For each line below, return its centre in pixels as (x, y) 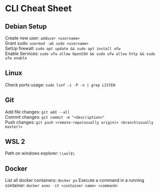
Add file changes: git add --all (37, 112)
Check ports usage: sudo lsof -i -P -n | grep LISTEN (60, 85)
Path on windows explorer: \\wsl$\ (40, 153)
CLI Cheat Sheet (38, 9)
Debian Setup (26, 26)
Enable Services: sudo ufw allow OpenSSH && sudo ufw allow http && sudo (80, 53)
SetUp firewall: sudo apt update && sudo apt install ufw (63, 48)
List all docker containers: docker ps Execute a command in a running (75, 180)
